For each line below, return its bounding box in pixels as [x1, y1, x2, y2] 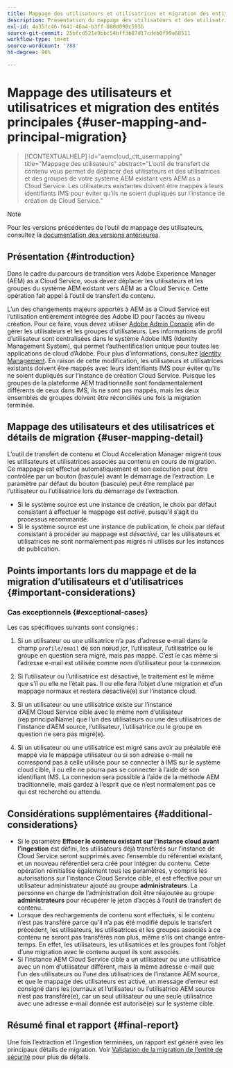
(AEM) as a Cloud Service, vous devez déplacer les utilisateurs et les [7, 276, 204, 285]
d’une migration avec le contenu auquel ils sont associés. [17, 947, 181, 956]
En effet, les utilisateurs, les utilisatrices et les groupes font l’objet [38, 940, 226, 949]
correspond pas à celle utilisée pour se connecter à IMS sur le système [17, 758, 221, 767]
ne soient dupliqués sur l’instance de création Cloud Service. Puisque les [7, 371, 216, 379]
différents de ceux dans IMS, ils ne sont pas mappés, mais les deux [7, 386, 200, 394]
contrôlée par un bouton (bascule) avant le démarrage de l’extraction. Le [7, 472, 215, 481]
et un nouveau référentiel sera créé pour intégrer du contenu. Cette [17, 859, 210, 867]
